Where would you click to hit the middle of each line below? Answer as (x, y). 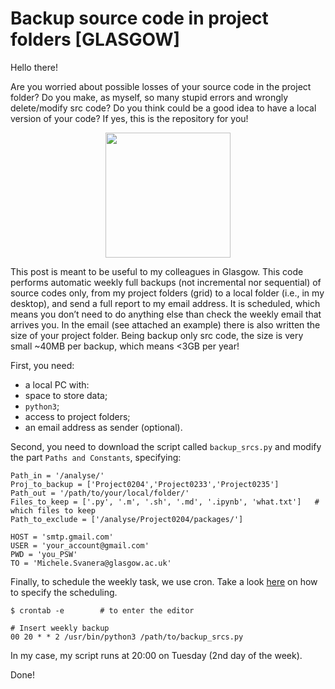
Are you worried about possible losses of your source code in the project (161, 86)
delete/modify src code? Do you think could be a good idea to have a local (163, 108)
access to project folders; (77, 416)
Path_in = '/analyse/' (57, 475)
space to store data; (66, 395)
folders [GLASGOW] (95, 39)
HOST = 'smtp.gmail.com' (62, 537)
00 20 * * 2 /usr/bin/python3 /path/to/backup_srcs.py (127, 637)
